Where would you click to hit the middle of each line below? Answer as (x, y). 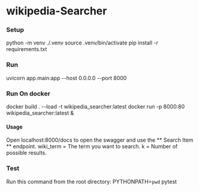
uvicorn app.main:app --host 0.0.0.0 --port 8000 (67, 78)
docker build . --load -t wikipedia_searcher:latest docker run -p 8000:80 (95, 107)
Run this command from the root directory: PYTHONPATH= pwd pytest (91, 181)
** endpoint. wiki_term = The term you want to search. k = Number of (92, 147)
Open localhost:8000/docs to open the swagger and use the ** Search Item (100, 140)
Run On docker (28, 93)
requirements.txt (27, 49)
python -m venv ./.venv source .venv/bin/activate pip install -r (82, 43)
